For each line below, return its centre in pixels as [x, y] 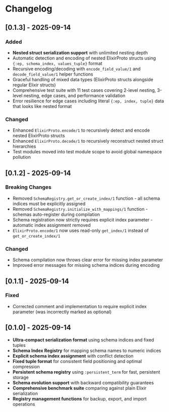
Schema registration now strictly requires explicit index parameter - [82, 219]
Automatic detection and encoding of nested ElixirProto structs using [84, 58]
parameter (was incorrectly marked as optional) [62, 312]
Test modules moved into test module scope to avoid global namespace [87, 152]
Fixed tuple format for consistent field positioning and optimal [77, 361]
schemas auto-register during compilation [56, 214]
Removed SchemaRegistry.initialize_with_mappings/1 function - [80, 209]
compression [26, 367]
